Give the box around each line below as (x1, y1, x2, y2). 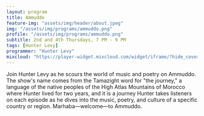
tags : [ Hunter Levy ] (6, 43, 59, 49)
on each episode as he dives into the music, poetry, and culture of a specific (6, 96, 198, 103)
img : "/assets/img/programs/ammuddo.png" (6, 25, 113, 32)
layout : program (6, 8, 47, 15)
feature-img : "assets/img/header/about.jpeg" (6, 20, 123, 26)
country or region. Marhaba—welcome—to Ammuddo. (6, 102, 143, 109)
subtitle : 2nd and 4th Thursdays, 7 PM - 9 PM (6, 37, 126, 43)
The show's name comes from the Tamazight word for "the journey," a (6, 77, 182, 84)
